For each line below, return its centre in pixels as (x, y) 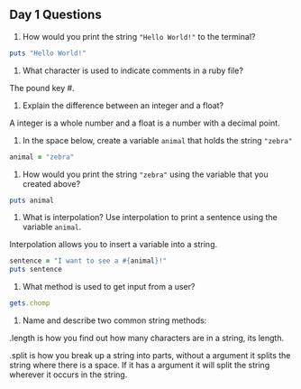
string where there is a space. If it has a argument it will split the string (140, 366)
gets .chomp (30, 303)
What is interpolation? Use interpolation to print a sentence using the (150, 218)
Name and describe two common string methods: (114, 320)
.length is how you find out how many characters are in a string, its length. (147, 338)
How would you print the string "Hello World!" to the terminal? (139, 36)
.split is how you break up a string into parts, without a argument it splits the (150, 356)
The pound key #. (42, 88)
